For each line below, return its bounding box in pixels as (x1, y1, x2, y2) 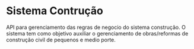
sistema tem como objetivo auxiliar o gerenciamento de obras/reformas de (6, 30, 189, 37)
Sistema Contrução (6, 4, 104, 18)
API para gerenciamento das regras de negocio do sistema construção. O (6, 24, 186, 31)
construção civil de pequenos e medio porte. (6, 36, 116, 43)
